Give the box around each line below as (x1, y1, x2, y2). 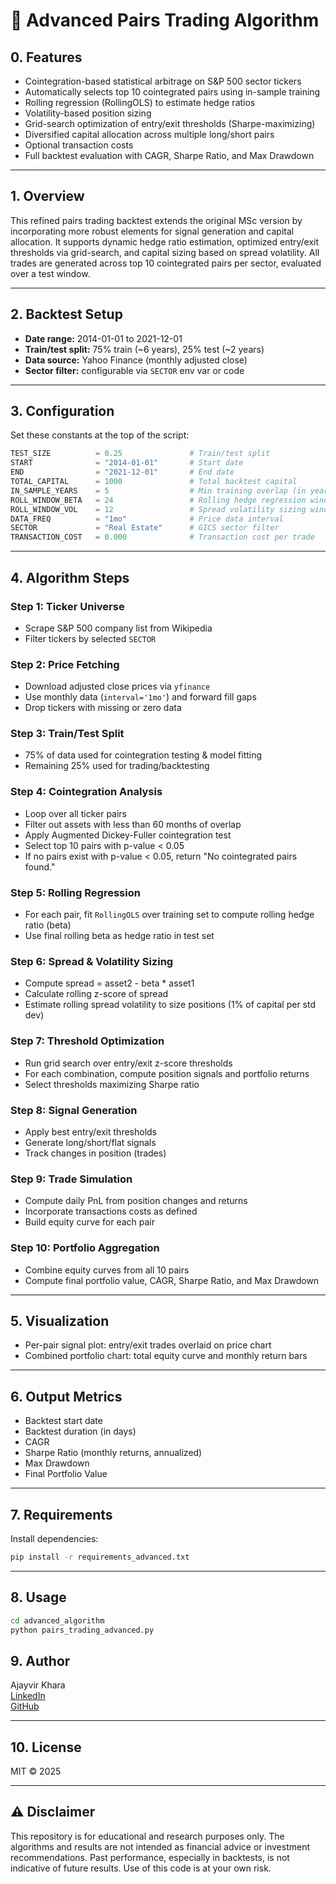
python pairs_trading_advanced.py (10, 1625, 155, 1635)
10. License (10, 1739, 82, 1756)
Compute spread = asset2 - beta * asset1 (24, 977, 195, 989)
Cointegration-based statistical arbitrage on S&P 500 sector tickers (24, 75, 302, 87)
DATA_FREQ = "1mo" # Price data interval (10, 514, 284, 524)
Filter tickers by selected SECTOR (24, 632, 157, 644)
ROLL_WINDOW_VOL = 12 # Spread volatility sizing (10, 504, 307, 514)
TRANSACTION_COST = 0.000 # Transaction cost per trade (10, 532, 315, 543)
